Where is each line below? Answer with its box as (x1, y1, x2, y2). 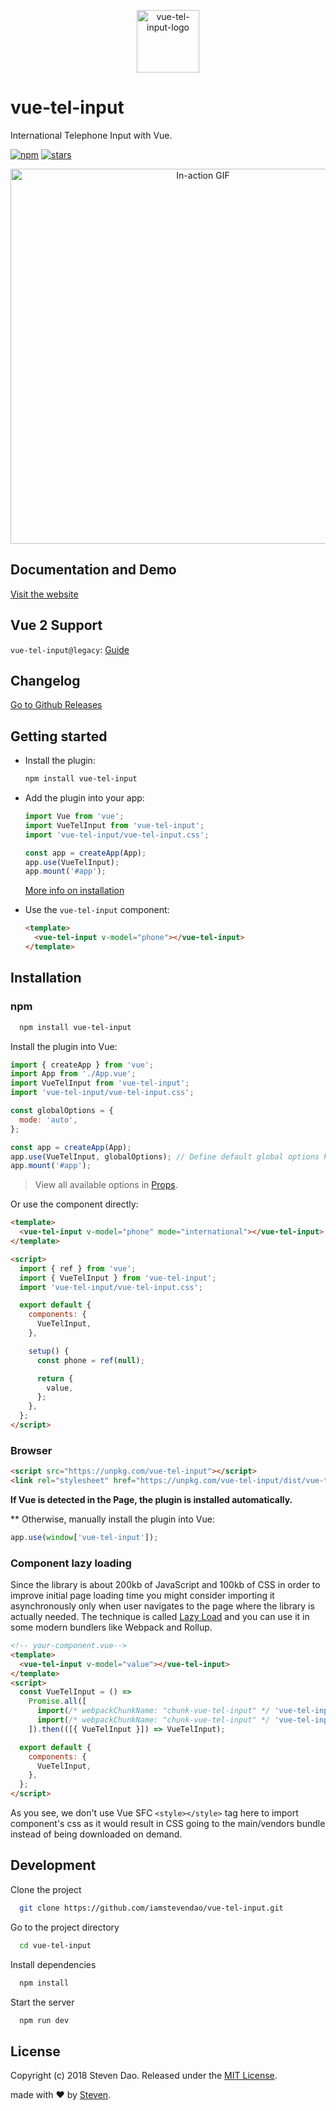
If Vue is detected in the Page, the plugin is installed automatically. (10, 1493, 293, 1505)
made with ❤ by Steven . (10, 2089, 112, 2101)
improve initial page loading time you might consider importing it (10, 1590, 275, 1602)
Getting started (10, 728, 108, 745)
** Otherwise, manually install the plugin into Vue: (10, 1513, 215, 1525)
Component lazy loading (10, 1556, 132, 1570)
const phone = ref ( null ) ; (36, 1355, 145, 1365)
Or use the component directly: (10, 1198, 139, 1210)
